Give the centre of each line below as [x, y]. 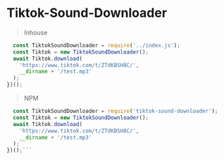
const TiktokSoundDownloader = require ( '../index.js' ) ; [97, 45]
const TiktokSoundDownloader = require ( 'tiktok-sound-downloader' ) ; [116, 111]
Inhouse [36, 32]
